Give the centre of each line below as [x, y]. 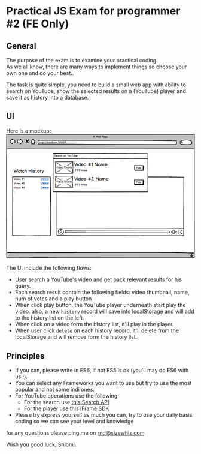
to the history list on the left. [49, 318]
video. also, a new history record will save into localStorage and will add [104, 312]
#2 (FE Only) [38, 24]
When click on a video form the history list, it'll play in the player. [94, 324]
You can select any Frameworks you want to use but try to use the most [103, 383]
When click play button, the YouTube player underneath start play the [100, 305]
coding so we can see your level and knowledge [74, 422]
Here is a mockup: [29, 131]
